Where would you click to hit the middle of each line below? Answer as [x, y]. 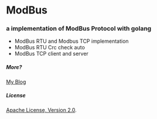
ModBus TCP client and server [52, 54]
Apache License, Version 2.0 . [42, 110]
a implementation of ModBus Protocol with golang [79, 29]
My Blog [16, 82]
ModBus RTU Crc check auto [50, 47]
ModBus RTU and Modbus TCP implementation [71, 41]
